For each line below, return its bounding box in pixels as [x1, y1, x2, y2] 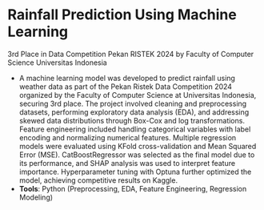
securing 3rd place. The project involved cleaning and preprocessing [18, 99, 247, 108]
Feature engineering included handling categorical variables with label [18, 124, 251, 134]
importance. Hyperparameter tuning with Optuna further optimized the [18, 167, 252, 176]
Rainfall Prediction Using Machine [7, 6, 237, 24]
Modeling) [18, 192, 54, 202]
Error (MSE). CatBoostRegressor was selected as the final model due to [18, 150, 255, 160]
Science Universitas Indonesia [7, 58, 107, 67]
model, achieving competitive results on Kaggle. [18, 175, 178, 185]
